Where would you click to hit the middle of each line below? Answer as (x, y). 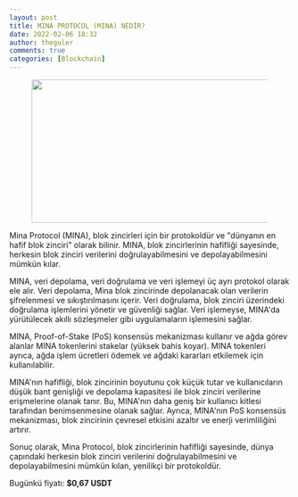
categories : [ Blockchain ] (57, 59)
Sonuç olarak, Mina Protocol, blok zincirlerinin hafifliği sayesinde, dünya (141, 447)
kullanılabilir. (32, 365)
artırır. (20, 430)
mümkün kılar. (35, 264)
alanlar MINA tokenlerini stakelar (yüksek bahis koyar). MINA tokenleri (137, 346)
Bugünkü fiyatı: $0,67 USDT (61, 483)
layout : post (33, 17)
